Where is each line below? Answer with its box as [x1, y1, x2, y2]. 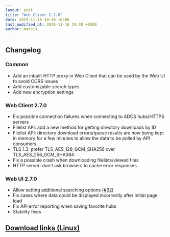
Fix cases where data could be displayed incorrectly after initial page [12, 192, 158, 199]
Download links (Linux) [5, 224, 80, 232]
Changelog [5, 46, 41, 54]
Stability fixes [12, 209, 42, 215]
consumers [12, 141, 37, 147]
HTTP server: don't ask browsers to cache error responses [12, 163, 137, 169]
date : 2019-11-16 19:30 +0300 [5, 17, 70, 22]
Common [5, 61, 29, 68]
